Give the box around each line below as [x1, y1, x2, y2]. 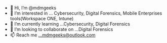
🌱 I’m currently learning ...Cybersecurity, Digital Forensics [10, 21, 131, 27]
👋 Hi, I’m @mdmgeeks [10, 5, 57, 11]
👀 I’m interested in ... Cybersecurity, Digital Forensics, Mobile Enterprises [10, 10, 162, 16]
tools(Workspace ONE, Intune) [10, 16, 74, 21]
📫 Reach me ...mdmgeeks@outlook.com [10, 32, 96, 38]
